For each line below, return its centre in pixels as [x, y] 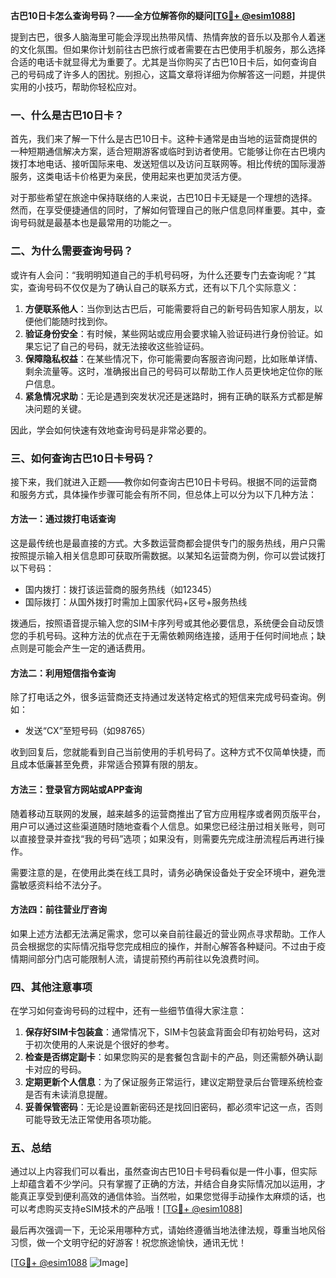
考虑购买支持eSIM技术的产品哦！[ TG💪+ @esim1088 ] [135, 1209]
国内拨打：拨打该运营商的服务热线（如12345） [121, 590]
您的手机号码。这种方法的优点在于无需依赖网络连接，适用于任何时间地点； [163, 636]
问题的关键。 [60, 408]
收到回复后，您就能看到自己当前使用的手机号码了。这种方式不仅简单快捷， [163, 752]
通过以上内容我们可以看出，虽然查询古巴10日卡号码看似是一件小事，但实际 [164, 1171]
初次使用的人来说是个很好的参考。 [104, 1044]
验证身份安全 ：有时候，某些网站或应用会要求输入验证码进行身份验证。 [169, 333]
